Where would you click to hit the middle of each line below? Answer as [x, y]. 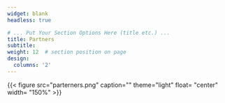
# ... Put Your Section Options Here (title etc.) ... [89, 33]
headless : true [29, 20]
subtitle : [22, 46]
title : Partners [31, 39]
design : [19, 59]
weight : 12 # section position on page [67, 52]
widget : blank [28, 14]
